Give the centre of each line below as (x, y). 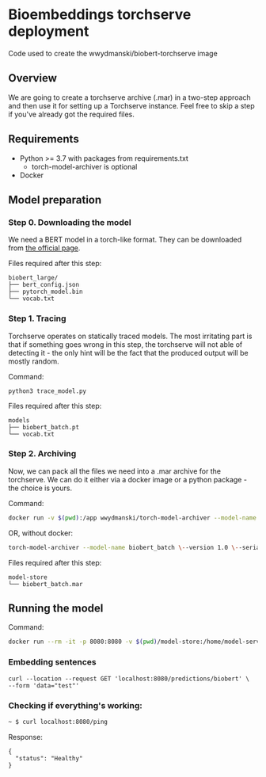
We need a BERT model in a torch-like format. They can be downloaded (125, 240)
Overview (33, 78)
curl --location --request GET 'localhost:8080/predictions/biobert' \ (129, 679)
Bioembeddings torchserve (100, 15)
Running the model (56, 608)
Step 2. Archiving (42, 454)
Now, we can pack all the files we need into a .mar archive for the (115, 471)
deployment (49, 31)
